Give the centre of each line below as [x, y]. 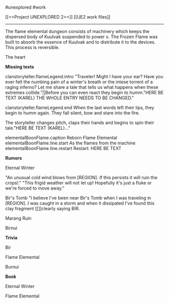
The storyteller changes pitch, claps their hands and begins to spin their [80, 123]
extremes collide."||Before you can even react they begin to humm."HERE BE [84, 93]
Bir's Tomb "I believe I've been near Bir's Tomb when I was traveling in [78, 198]
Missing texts [20, 67]
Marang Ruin [18, 218]
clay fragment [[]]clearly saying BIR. [43, 208]
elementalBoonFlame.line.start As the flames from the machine [70, 143]
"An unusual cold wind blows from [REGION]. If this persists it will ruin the [81, 177]
